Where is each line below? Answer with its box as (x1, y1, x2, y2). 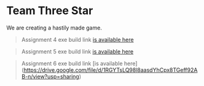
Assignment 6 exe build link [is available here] (21, 60, 138, 67)
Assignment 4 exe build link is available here (21, 36, 134, 43)
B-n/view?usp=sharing (21, 72, 80, 80)
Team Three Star (6, 4, 93, 18)
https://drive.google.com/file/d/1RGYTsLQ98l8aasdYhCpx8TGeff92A (23, 66, 198, 74)
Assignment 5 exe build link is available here (21, 47, 134, 55)
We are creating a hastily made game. (6, 24, 103, 31)
